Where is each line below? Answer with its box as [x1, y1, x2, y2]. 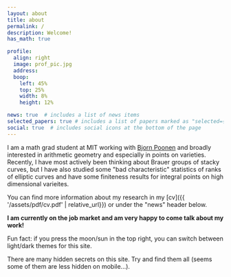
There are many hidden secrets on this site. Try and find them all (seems [7, 255, 212, 263]
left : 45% [19, 80, 48, 87]
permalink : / [7, 23, 45, 30]
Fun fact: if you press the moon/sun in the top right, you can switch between [7, 234, 223, 243]
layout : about [7, 10, 48, 17]
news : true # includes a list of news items [7, 111, 140, 119]
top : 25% [19, 87, 45, 93]
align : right [13, 54, 51, 62]
